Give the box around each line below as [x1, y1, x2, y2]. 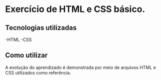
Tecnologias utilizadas [5, 23, 77, 32]
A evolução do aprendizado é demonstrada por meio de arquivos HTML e [5, 64, 156, 70]
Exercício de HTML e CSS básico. [5, 3, 146, 15]
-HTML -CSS [5, 36, 32, 42]
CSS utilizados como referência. [5, 69, 71, 75]
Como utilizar [5, 51, 48, 59]
